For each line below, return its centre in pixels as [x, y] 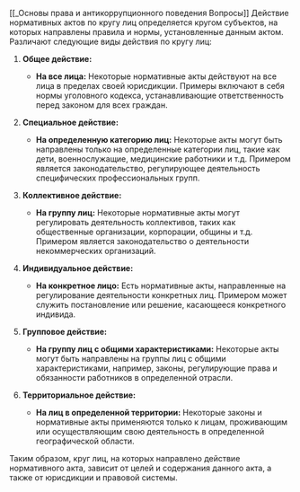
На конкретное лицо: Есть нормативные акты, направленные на [161, 286]
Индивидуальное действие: [78, 268]
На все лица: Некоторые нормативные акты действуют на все [156, 76]
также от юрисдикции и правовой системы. [93, 478]
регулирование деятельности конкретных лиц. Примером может [161, 295]
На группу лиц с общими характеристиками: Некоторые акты [158, 349]
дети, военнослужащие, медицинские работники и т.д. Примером [163, 159]
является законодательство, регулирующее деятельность [148, 168]
